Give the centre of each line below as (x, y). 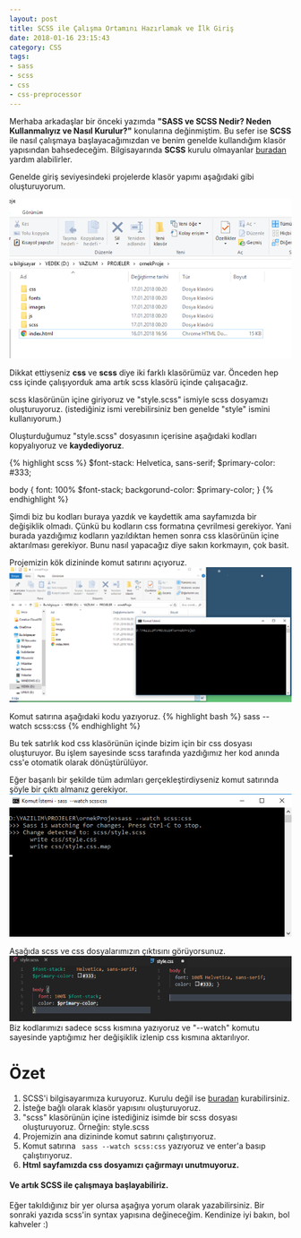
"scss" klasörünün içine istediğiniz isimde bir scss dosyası (129, 1117)
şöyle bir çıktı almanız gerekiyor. (69, 789)
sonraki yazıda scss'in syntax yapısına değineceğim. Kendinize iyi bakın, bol (150, 1215)
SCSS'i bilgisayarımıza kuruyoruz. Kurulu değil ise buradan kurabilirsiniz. (156, 1098)
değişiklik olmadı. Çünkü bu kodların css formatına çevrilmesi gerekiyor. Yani (150, 526)
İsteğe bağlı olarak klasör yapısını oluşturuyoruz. (112, 1107)
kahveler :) (29, 1224)
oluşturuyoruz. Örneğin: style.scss (86, 1126)
